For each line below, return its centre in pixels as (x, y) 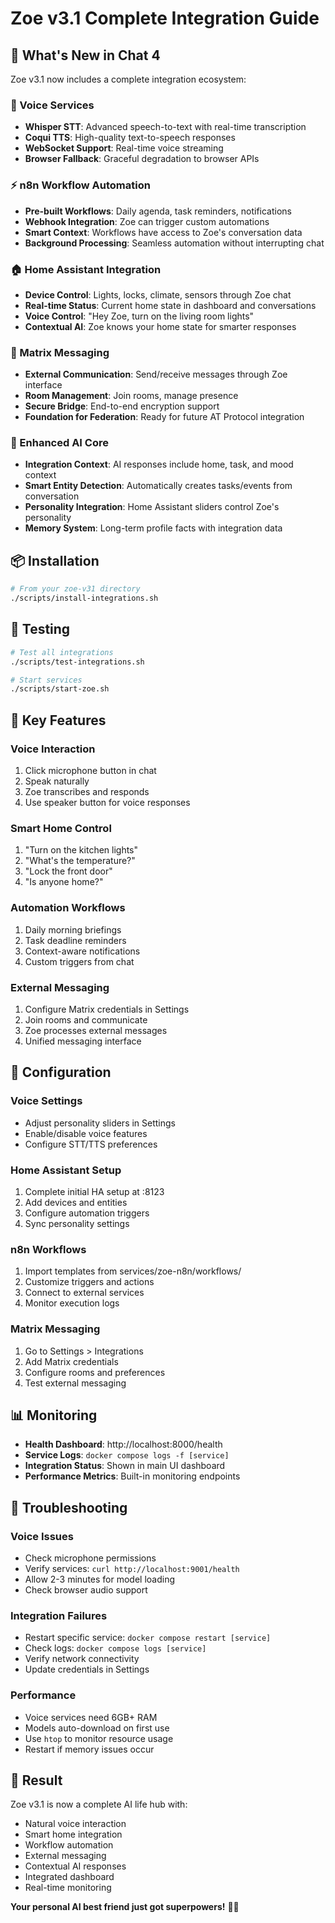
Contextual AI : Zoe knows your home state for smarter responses (160, 326)
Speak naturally (57, 781)
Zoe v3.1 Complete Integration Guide (165, 18)
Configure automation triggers (87, 1213)
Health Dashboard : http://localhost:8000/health (123, 1444)
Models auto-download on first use (97, 1728)
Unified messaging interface (83, 1041)
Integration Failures (59, 1615)
